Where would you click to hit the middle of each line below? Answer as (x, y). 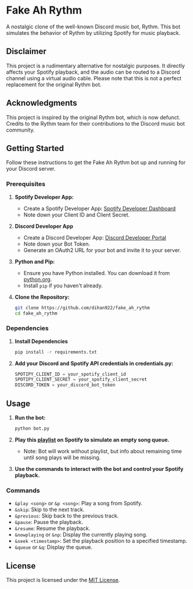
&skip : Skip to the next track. (49, 510)
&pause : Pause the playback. (49, 522)
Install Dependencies (41, 341)
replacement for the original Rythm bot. (54, 84)
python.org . (37, 279)
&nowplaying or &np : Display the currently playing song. (81, 535)
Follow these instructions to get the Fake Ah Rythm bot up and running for (96, 162)
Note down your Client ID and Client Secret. (76, 215)
